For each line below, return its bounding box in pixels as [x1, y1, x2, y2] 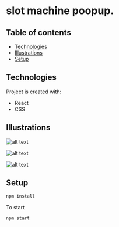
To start [6, 204, 25, 211]
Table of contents [6, 28, 71, 38]
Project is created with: [6, 88, 62, 95]
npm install [6, 194, 35, 199]
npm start [6, 215, 30, 221]
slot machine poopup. [6, 4, 114, 18]
